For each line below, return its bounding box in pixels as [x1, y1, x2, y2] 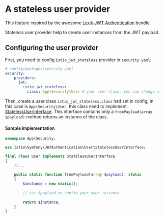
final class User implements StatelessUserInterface [5, 154, 115, 159]
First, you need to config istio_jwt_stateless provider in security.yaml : [5, 57, 152, 63]
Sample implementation [5, 125, 55, 131]
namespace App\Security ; [5, 136, 56, 141]
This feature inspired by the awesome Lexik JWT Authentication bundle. [5, 20, 151, 26]
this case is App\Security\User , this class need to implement [5, 104, 127, 109]
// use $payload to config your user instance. [23, 190, 122, 195]
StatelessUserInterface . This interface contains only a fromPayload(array [5, 109, 153, 114]
